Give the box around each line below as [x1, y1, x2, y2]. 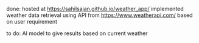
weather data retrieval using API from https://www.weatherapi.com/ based [6, 12, 193, 19]
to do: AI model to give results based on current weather [6, 30, 148, 37]
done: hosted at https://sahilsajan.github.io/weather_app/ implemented [6, 5, 184, 12]
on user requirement [6, 18, 58, 25]
